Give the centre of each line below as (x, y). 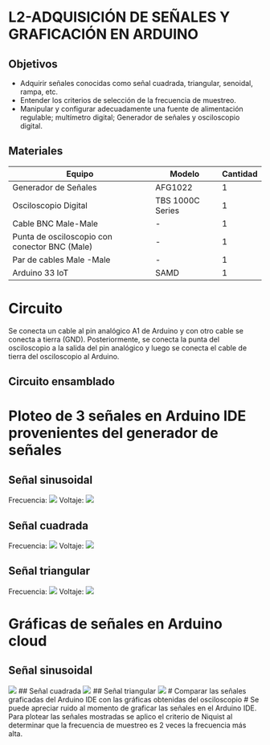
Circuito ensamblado (61, 382)
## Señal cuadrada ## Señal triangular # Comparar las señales (132, 690)
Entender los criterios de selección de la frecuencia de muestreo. (128, 100)
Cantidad (240, 174)
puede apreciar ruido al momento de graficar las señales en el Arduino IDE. (133, 708)
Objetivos (33, 64)
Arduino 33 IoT (41, 272)
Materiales (36, 151)
